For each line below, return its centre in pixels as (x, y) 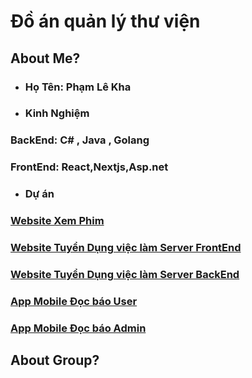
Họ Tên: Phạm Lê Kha (78, 87)
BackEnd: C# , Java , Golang (80, 140)
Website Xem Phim (57, 221)
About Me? (45, 58)
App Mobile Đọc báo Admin (78, 328)
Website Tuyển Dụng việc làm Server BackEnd (125, 274)
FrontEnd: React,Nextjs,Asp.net (89, 167)
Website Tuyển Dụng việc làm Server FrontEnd (126, 248)
